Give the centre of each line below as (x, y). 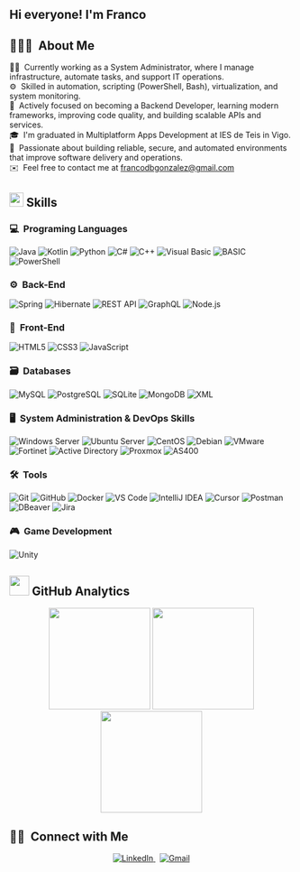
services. (26, 125)
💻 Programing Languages (68, 228)
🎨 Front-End (37, 328)
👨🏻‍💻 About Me (52, 46)
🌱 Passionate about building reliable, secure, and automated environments (148, 148)
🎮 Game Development (61, 532)
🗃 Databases (40, 371)
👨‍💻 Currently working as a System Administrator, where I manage (132, 68)
